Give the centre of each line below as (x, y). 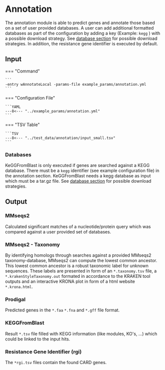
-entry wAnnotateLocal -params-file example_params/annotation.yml (76, 84)
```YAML (13, 107)
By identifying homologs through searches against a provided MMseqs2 (78, 255)
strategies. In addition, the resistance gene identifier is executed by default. (82, 43)
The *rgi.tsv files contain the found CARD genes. (56, 362)
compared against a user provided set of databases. (58, 232)
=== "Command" (23, 71)
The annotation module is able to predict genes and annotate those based (80, 23)
